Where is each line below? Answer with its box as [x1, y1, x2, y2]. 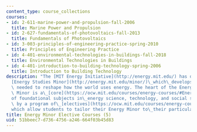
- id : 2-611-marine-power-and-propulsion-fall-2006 [6, 19, 135, 25]
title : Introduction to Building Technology [11, 68, 122, 74]
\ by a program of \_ [11, 100, 62, 107]
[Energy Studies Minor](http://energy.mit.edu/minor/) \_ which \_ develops [11, 79, 193, 85]
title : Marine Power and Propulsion [11, 25, 101, 31]
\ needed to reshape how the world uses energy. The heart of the [11, 85, 177, 91]
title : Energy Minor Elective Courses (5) [6, 112, 111, 117]
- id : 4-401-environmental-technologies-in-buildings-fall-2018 [6, 52, 167, 58]
